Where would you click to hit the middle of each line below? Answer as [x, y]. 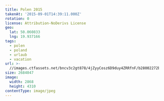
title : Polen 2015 [24, 9]
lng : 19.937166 [25, 37]
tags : [10, 41]
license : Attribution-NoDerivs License [46, 23]
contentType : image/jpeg [30, 91]
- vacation [20, 59]
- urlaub [18, 55]
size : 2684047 [20, 73]
